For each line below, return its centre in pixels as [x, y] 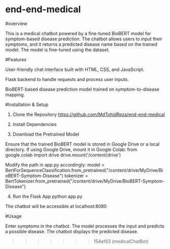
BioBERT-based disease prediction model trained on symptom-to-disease [82, 89]
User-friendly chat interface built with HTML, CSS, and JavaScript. [75, 69]
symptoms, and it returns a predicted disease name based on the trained [81, 44]
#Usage [13, 216]
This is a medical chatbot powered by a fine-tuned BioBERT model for [78, 33]
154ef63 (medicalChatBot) [121, 241]
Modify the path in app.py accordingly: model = [55, 165]
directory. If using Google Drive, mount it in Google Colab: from [71, 150]
